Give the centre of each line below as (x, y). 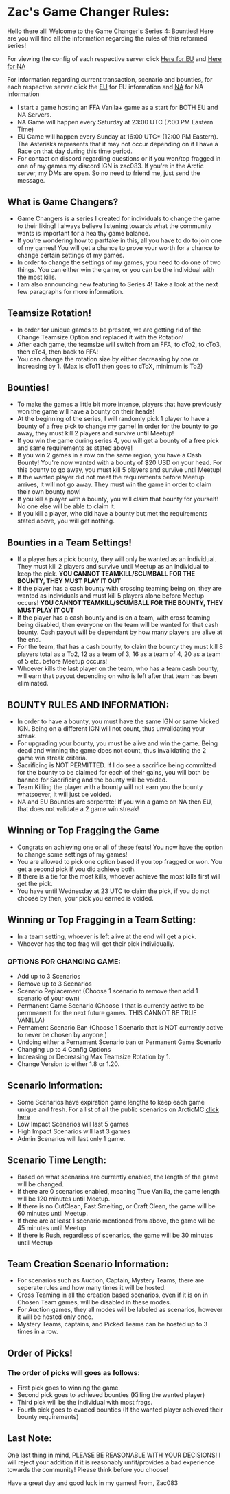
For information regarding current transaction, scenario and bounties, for (110, 79)
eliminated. (33, 683)
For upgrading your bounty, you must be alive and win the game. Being (117, 743)
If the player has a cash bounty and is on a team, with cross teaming (114, 618)
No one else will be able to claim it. (66, 506)
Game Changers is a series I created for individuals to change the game (118, 218)
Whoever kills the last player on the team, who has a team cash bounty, (118, 669)
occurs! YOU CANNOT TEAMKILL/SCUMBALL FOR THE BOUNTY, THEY (120, 603)
